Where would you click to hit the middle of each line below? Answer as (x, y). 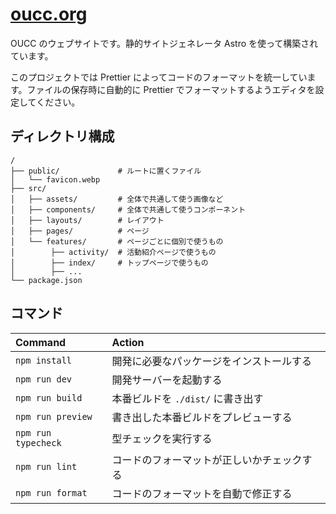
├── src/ (28, 188)
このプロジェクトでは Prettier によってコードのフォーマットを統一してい (159, 77)
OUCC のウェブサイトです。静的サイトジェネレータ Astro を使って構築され (164, 43)
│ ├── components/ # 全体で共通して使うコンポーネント (128, 209)
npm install (44, 360)
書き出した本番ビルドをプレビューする (202, 417)
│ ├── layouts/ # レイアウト (87, 220)
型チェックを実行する (162, 438)
